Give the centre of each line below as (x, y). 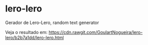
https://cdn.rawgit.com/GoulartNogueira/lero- (95, 32)
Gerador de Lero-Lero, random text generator (52, 22)
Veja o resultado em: (26, 32)
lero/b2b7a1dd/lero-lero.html (34, 37)
